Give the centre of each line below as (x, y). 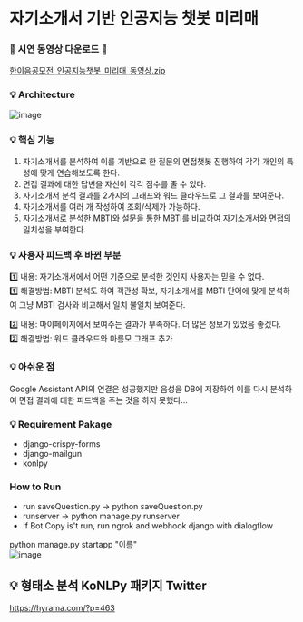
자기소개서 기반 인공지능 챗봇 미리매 (134, 19)
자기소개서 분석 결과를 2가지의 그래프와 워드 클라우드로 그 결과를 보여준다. (153, 195)
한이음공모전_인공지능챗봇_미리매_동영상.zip (88, 71)
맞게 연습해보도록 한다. (80, 173)
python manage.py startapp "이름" (73, 545)
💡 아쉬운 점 (32, 367)
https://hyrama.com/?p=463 (62, 608)
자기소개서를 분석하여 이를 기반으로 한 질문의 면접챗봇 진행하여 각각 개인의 (153, 162)
